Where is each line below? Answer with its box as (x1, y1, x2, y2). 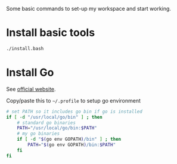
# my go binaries (17, 131, 60, 137)
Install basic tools (6, 26, 95, 39)
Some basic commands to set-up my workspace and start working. (6, 5, 172, 12)
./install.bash (6, 45, 44, 51)
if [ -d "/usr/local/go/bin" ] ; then (6, 114, 103, 120)
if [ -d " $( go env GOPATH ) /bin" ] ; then (17, 137, 122, 143)
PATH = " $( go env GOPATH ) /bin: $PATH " (27, 142, 116, 148)
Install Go (6, 66, 54, 79)
